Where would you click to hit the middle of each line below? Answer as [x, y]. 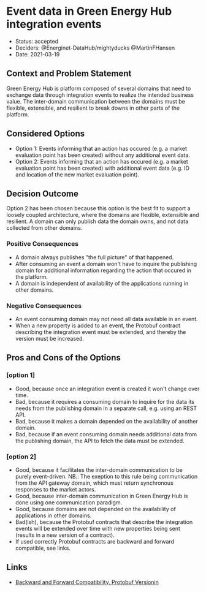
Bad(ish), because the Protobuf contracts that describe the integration [104, 522]
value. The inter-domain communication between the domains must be [96, 101]
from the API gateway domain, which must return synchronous [94, 483]
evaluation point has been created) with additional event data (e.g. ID [102, 168]
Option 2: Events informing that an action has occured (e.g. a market [101, 161]
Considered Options [45, 134]
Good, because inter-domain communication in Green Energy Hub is [101, 496]
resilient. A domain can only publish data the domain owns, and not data [97, 221]
